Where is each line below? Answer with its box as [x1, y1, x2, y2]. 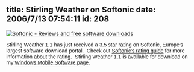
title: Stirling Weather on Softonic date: [6, 5, 156, 15]
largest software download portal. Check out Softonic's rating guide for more [6, 47, 185, 54]
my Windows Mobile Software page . [6, 59, 90, 66]
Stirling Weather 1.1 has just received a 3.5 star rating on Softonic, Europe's [6, 41, 184, 48]
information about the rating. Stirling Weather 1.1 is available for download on [6, 53, 188, 60]
